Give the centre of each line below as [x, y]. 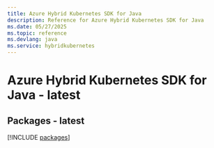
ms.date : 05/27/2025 [37, 26]
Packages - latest [46, 121]
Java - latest [44, 95]
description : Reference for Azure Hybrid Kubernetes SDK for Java [106, 20]
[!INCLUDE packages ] [39, 137]
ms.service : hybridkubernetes [51, 46]
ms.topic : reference [37, 33]
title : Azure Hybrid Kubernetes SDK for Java [74, 14]
